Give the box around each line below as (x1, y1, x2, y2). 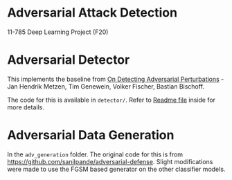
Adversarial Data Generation (7, 127, 175, 143)
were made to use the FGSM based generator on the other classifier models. (7, 165, 226, 173)
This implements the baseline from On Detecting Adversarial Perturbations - (7, 75, 224, 83)
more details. (7, 102, 45, 111)
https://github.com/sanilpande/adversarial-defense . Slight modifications (7, 157, 213, 165)
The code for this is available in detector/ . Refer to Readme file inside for (7, 96, 216, 104)
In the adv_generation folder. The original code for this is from (7, 150, 184, 159)
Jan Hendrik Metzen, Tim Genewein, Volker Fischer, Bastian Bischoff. (7, 82, 205, 91)
